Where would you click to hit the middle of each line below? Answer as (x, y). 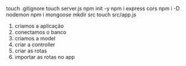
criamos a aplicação (39, 26)
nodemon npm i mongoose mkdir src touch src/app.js (71, 15)
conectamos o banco (40, 32)
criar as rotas (31, 51)
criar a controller (35, 44)
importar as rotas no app (45, 57)
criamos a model (35, 38)
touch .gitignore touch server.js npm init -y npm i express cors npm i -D (93, 8)
